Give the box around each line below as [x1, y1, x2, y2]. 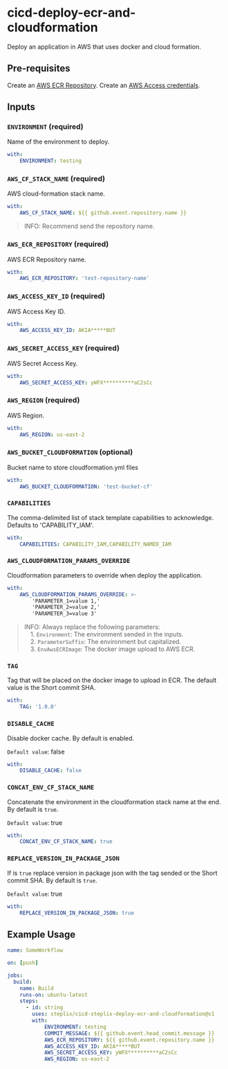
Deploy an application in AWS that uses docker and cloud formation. [7, 42, 202, 51]
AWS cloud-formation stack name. [7, 189, 106, 198]
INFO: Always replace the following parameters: [23, 623, 160, 632]
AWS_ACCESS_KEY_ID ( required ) [7, 291, 106, 301]
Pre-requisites [7, 62, 70, 74]
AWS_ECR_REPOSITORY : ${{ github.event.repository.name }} [44, 1036, 215, 1043]
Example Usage [7, 928, 76, 940]
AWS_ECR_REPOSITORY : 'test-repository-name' [19, 275, 150, 282]
